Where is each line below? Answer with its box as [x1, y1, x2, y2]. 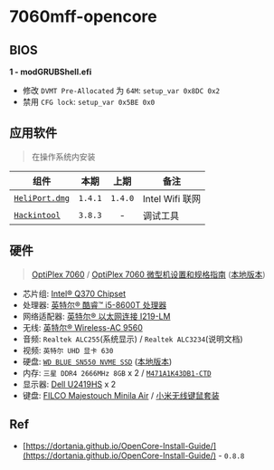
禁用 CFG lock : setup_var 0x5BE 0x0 [22, 97, 156, 107]
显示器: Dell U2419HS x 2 [22, 379, 117, 389]
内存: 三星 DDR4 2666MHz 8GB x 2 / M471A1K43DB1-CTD [22, 367, 212, 378]
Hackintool [14, 210, 61, 220]
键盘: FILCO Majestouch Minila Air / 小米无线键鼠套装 [22, 389, 220, 400]
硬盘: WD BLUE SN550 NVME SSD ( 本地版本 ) [22, 356, 173, 367]
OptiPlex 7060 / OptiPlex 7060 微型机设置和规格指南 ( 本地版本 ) [31, 269, 266, 280]
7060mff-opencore [9, 6, 157, 27]
